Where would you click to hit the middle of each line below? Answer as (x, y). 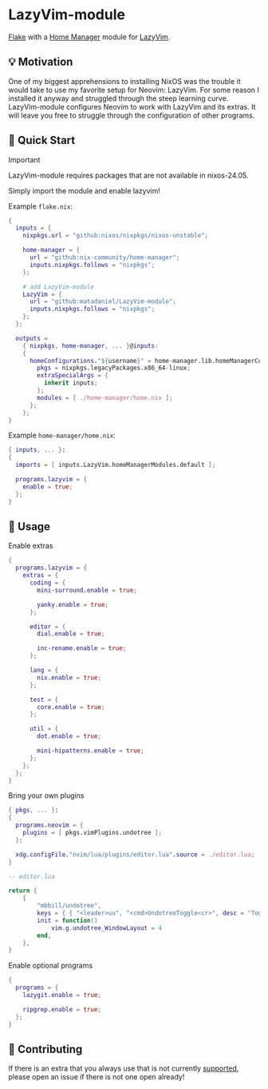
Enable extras (31, 546)
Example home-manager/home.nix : (62, 435)
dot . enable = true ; (69, 736)
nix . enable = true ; (69, 677)
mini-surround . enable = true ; (87, 590)
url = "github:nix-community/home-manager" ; (104, 257)
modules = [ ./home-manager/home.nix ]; (105, 397)
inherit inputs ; (71, 383)
